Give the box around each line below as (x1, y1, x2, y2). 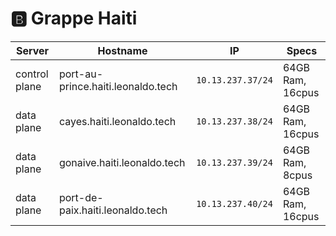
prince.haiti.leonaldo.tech (58, 79, 178, 93)
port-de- (58, 190, 104, 204)
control (15, 67, 49, 81)
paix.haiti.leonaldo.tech (58, 203, 168, 217)
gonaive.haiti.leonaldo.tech (58, 155, 186, 169)
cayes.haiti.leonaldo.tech (58, 114, 177, 128)
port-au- (58, 67, 104, 81)
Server (15, 43, 50, 57)
